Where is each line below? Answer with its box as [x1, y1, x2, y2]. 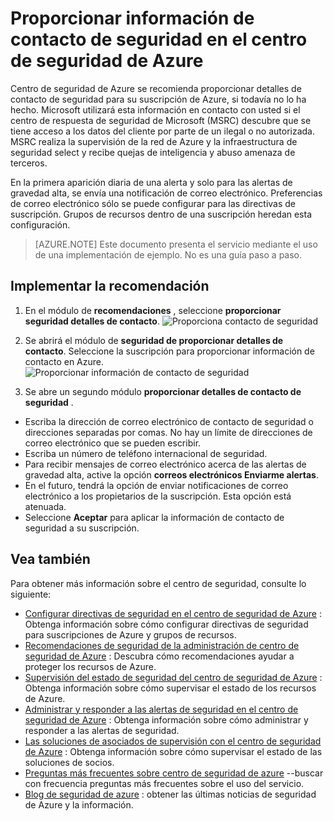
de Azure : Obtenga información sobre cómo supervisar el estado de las [24, 745, 323, 757]
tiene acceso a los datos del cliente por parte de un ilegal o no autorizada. [10, 125, 315, 137]
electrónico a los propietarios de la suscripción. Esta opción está [24, 490, 292, 502]
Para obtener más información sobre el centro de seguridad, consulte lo [10, 577, 307, 589]
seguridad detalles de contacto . [24, 315, 160, 327]
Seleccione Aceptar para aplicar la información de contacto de [24, 511, 285, 523]
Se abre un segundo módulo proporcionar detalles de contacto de [24, 385, 302, 397]
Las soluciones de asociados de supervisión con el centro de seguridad [24, 735, 322, 747]
